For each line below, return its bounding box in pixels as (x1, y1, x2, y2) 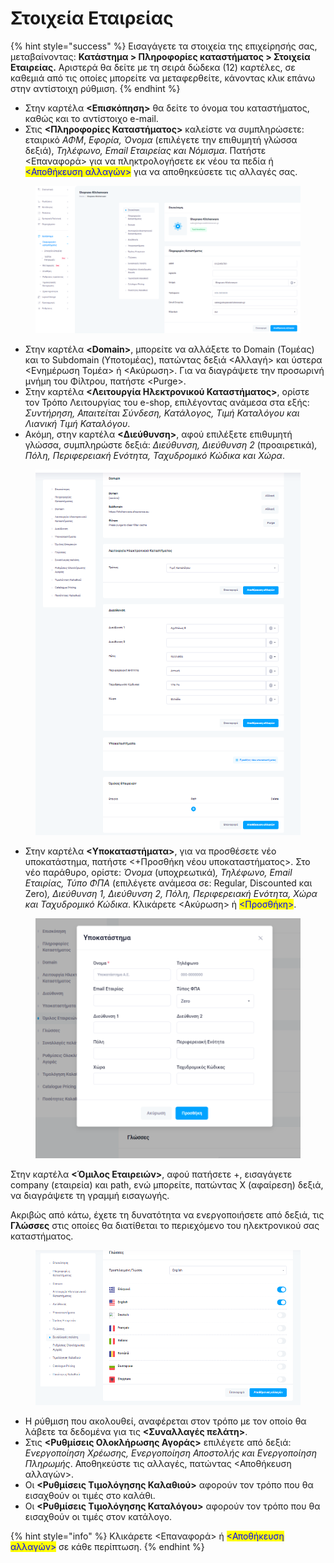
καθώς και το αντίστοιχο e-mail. (24, 112, 159, 124)
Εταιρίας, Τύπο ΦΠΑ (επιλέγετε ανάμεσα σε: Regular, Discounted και (24, 877, 313, 889)
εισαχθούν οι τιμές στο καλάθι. (24, 1489, 156, 1501)
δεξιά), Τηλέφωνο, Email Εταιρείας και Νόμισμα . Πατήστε (24, 144, 267, 156)
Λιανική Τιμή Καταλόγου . (24, 418, 131, 430)
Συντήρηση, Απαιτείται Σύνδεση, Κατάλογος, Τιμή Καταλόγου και (24, 407, 300, 419)
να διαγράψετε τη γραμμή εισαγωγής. (10, 1189, 170, 1201)
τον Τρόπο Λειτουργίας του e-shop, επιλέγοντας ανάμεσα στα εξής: (24, 397, 310, 409)
